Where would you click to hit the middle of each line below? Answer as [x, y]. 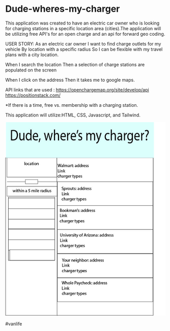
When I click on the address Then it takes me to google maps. [70, 80]
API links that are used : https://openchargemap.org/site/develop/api [77, 89]
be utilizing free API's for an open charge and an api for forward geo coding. [85, 34]
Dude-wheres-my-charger [63, 9]
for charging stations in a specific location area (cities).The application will [83, 28]
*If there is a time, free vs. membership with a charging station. [72, 105]
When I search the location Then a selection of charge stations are [75, 64]
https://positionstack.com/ [33, 95]
